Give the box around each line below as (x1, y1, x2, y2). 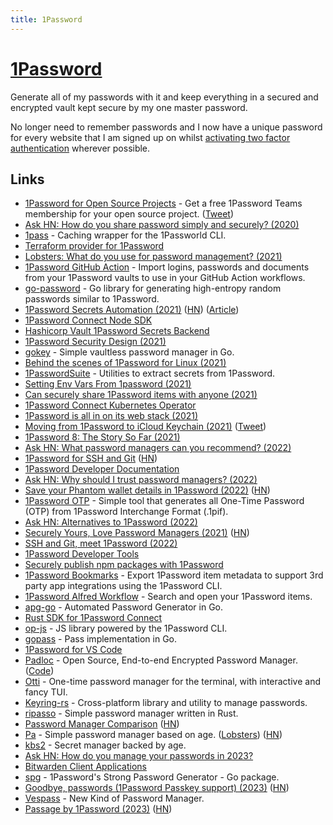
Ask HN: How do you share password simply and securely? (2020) (24, 219, 300, 231)
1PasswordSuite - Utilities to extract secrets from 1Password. (24, 367, 276, 380)
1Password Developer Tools (24, 548, 140, 560)
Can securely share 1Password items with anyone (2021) (24, 389, 258, 401)
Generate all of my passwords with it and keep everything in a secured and (10, 91, 319, 103)
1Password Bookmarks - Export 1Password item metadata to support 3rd (24, 569, 324, 581)
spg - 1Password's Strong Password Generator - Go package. (24, 771, 280, 783)
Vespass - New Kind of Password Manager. (24, 792, 205, 805)
